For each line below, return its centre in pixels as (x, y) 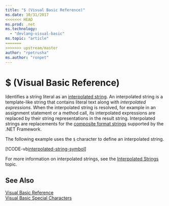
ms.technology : (21, 29)
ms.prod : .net (20, 24)
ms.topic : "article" (27, 39)
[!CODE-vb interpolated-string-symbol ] (46, 149)
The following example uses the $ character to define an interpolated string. (85, 139)
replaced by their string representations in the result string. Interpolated (80, 118)
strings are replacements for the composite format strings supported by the (84, 124)
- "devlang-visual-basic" (37, 34)
